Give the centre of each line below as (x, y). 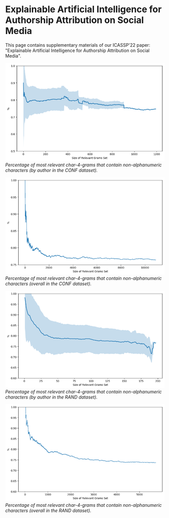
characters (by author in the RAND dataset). (51, 397)
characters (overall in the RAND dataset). (48, 511)
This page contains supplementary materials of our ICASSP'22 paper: (78, 45)
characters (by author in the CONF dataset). (51, 170)
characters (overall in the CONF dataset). (49, 284)
